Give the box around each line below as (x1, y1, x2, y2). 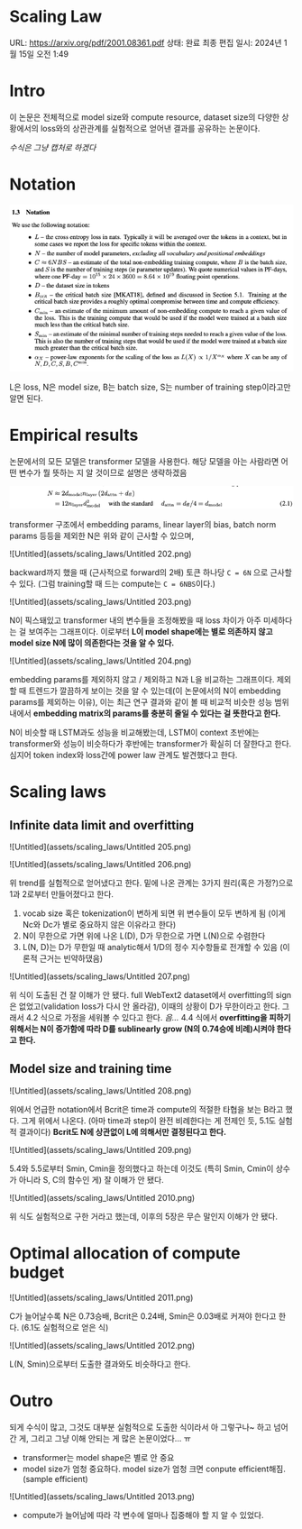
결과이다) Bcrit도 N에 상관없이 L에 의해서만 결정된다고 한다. (18, 1126, 227, 1137)
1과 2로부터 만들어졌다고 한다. (9, 888, 114, 899)
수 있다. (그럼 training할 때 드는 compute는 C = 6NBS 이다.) (9, 578, 216, 589)
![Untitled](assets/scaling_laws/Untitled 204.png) (9, 655, 192, 666)
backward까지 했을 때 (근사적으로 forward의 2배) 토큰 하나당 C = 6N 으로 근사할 (9, 566, 293, 578)
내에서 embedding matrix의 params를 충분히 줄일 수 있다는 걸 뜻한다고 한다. (9, 708, 281, 719)
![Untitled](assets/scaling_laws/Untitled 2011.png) (9, 1292, 194, 1303)
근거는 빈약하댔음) (39, 953, 104, 964)
